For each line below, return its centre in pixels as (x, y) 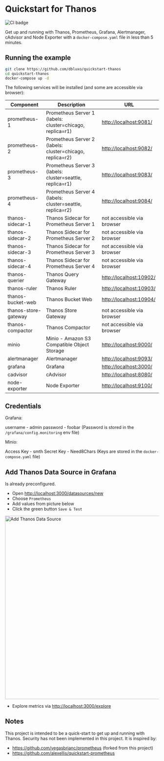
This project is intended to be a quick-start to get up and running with (75, 733)
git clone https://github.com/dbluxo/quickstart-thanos (63, 69)
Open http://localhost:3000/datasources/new (58, 493)
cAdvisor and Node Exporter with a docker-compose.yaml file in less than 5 (79, 37)
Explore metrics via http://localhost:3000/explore (61, 706)
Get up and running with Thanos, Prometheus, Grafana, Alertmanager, (75, 32)
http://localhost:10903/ (129, 289)
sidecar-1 (19, 224)
